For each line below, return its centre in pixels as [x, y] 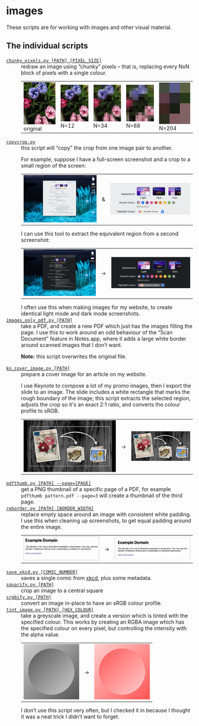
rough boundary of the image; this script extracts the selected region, [106, 398]
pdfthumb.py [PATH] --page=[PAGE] [49, 483]
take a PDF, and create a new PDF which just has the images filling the [107, 326]
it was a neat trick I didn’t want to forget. [70, 717]
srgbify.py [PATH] [29, 597]
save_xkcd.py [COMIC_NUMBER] [42, 572]
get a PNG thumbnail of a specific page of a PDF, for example [96, 489]
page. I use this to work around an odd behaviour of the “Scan [97, 332]
